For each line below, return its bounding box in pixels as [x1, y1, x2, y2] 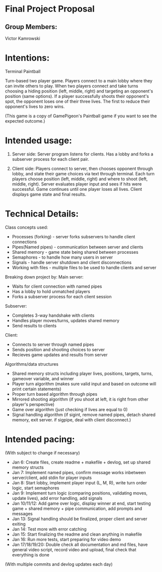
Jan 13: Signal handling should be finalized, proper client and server [12, 516, 147, 522]
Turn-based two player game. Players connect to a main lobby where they [5, 77, 153, 83]
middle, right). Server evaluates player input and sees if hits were [12, 181, 142, 187]
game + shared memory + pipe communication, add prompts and [12, 505, 142, 511]
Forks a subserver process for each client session [12, 294, 112, 299]
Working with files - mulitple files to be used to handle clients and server [12, 264, 157, 270]
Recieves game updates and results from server [12, 352, 108, 357]
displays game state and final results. [12, 191, 87, 197]
